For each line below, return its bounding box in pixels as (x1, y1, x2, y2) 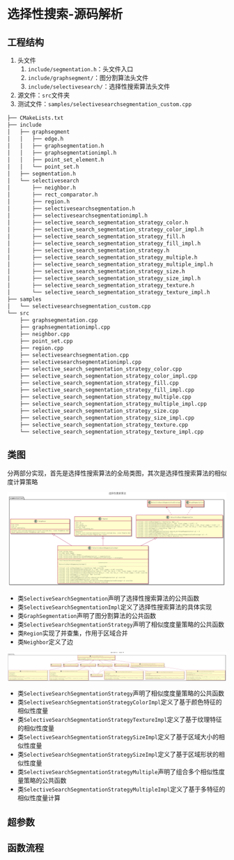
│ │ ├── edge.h (7, 135, 64, 142)
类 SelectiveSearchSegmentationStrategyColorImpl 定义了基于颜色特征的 (17, 698, 222, 707)
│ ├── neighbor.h (7, 184, 77, 191)
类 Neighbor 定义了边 (17, 638, 74, 646)
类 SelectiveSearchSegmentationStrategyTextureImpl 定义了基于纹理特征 (17, 716, 223, 724)
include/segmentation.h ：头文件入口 (27, 65, 134, 73)
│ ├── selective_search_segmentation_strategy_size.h (7, 268, 186, 275)
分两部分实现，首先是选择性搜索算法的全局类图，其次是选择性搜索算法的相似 (7, 469, 227, 477)
